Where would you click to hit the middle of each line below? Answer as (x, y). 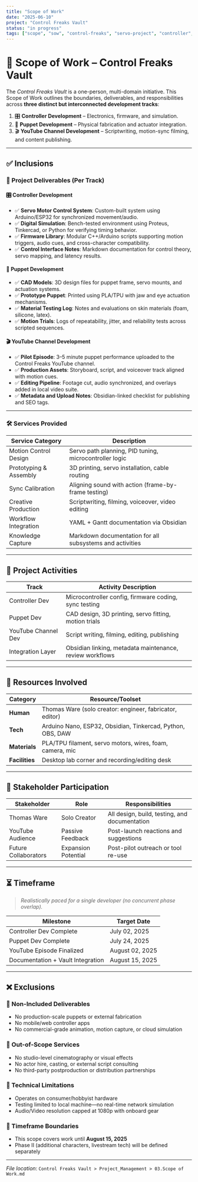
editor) (51, 716)
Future (18, 848)
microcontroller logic (98, 458)
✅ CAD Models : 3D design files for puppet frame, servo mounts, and (98, 282)
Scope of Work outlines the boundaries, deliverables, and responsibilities (95, 98)
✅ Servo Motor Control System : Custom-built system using (87, 210)
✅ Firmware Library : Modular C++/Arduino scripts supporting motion (99, 236)
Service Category (36, 441)
